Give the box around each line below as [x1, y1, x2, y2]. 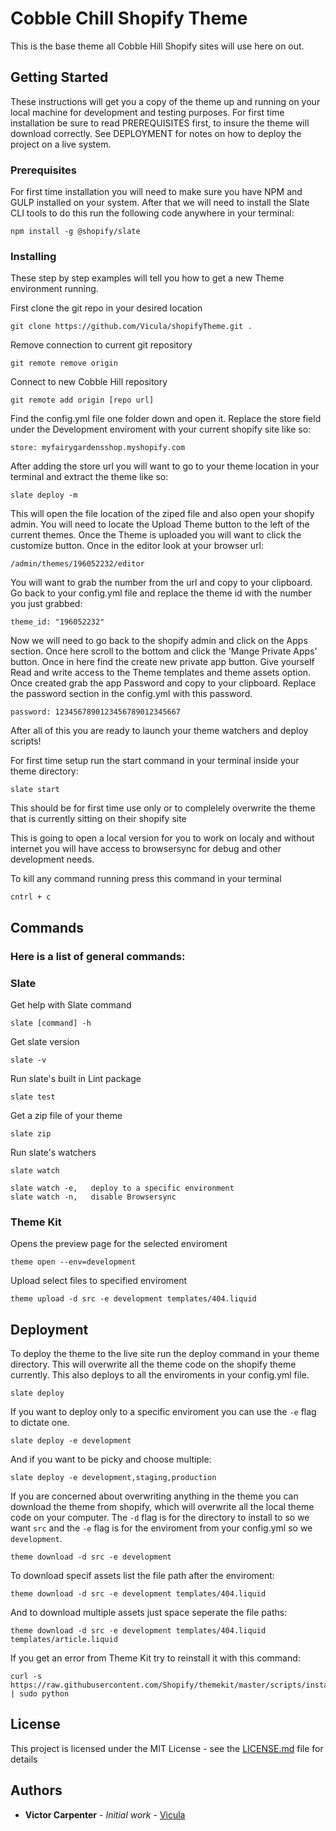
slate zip [10, 1128, 52, 1139]
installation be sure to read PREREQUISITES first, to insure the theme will [10, 117, 310, 129]
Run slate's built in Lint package [10, 1072, 142, 1084]
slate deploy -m [10, 490, 78, 501]
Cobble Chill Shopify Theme [10, 7, 248, 30]
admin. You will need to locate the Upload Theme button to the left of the [10, 518, 310, 531]
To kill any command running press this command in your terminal [10, 873, 282, 885]
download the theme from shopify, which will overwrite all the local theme [10, 1501, 315, 1513]
